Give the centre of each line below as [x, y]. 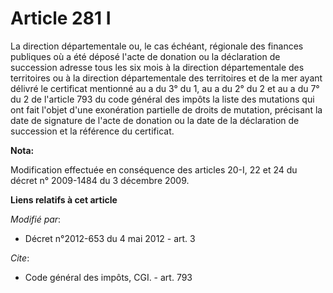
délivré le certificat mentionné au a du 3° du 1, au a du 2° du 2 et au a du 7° [165, 88]
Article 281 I [61, 18]
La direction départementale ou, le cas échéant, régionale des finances [157, 46]
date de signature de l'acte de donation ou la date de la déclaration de [155, 120]
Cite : [20, 258]
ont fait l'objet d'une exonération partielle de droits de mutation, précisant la [166, 109]
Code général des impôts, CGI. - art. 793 [108, 277]
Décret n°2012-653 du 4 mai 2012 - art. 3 [110, 238]
